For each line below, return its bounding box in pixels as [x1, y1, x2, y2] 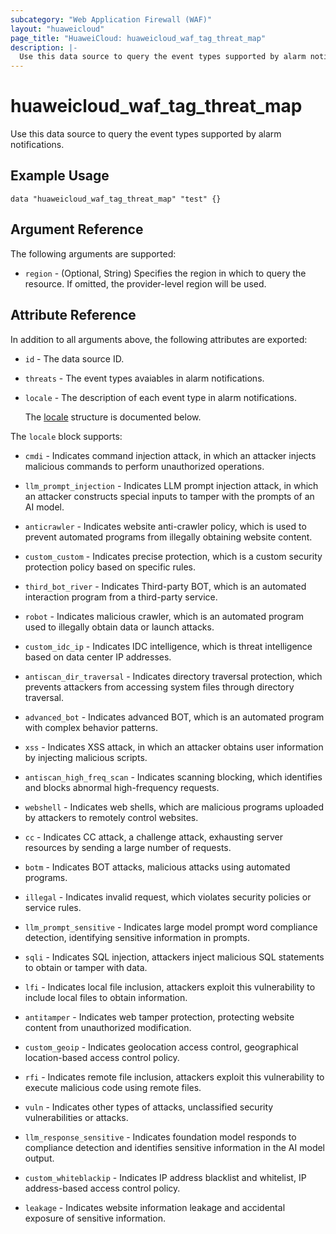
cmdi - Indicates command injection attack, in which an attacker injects [24, 449, 317, 461]
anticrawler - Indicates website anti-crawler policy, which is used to [24, 520, 307, 532]
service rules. [24, 901, 82, 913]
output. [24, 1152, 55, 1164]
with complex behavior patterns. [24, 721, 158, 733]
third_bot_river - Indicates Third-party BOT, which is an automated [24, 580, 307, 592]
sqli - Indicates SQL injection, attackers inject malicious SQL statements [24, 951, 325, 963]
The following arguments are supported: [10, 247, 177, 260]
